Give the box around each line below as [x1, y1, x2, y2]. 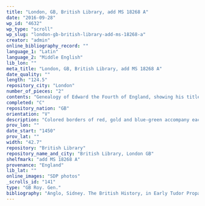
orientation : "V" [6, 111, 51, 117]
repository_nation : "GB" [6, 105, 70, 112]
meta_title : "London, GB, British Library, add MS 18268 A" [6, 65, 163, 72]
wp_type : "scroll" [6, 26, 53, 32]
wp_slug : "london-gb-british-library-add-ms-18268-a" [6, 32, 146, 38]
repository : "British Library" [6, 144, 86, 151]
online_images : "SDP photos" [6, 173, 81, 180]
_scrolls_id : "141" [6, 179, 56, 185]
